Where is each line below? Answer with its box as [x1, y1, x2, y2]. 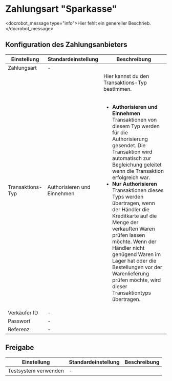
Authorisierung [112, 135, 148, 143]
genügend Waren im [112, 251, 161, 258]
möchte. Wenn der [112, 238, 157, 245]
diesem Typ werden [112, 123, 160, 130]
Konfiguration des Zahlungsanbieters [5, 41, 128, 49]
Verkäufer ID [8, 309, 38, 316]
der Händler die [112, 206, 150, 213]
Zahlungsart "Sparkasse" [5, 3, 117, 15]
